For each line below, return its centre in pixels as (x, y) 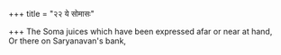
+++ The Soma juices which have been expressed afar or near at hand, (140, 31)
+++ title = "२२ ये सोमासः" (52, 14)
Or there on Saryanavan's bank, (68, 41)
